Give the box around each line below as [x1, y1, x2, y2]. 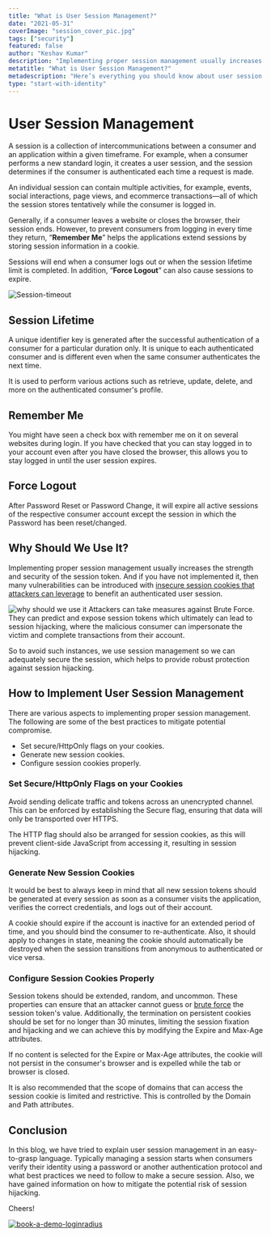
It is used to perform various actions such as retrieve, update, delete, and [8, 376, 253, 386]
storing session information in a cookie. [8, 241, 140, 251]
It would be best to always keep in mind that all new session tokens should [8, 886, 257, 895]
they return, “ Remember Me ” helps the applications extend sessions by [8, 232, 247, 243]
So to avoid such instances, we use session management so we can [8, 645, 235, 656]
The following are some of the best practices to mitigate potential [8, 716, 227, 726]
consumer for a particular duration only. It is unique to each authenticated [8, 343, 254, 353]
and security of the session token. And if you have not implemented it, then [8, 572, 259, 581]
